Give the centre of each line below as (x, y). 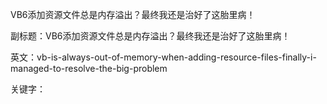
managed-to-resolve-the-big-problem (89, 68)
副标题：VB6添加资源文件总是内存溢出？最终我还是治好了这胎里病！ (150, 36)
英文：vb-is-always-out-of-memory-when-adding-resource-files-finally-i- (163, 57)
